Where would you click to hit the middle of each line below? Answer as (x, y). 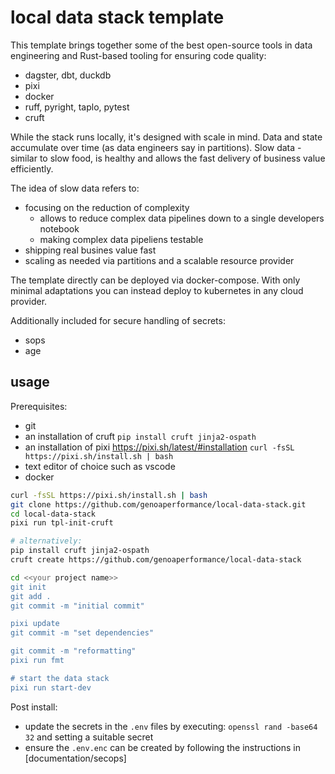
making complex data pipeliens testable (121, 239)
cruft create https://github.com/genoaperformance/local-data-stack (156, 560)
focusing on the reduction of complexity (107, 207)
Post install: (34, 707)
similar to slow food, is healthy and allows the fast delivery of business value (168, 158)
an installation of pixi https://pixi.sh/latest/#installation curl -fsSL (159, 447)
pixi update (35, 624)
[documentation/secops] (75, 758)
